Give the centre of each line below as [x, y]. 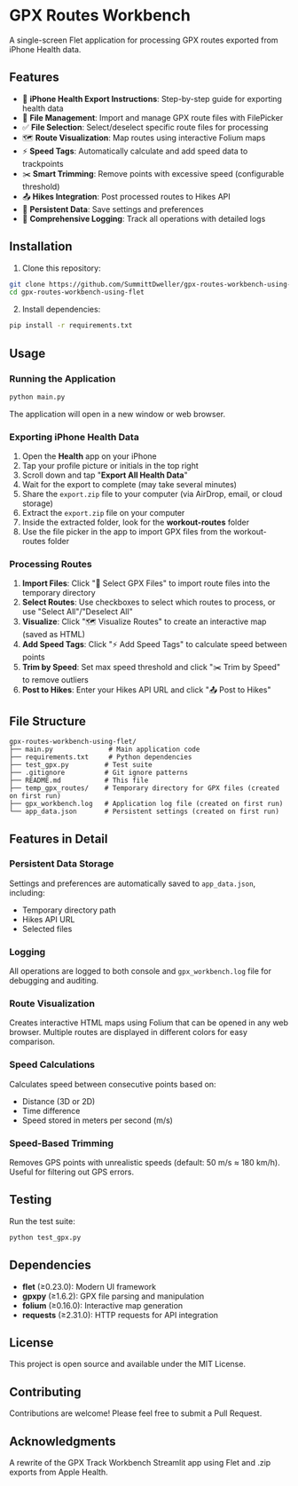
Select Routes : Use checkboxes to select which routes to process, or [149, 602]
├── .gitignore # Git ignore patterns [99, 773]
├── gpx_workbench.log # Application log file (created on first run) [146, 804]
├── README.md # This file [79, 781]
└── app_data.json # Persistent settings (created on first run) [144, 812]
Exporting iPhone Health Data [74, 437]
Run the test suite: [42, 1221]
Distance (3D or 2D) [59, 1101]
